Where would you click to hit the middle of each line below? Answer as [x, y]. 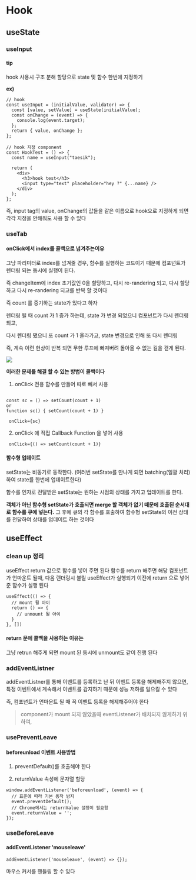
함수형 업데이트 [24, 458]
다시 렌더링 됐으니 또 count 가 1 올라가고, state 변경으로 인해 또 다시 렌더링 [92, 335]
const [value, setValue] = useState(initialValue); [76, 110]
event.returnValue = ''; [42, 813]
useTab [17, 234]
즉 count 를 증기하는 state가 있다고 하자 [52, 303]
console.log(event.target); [51, 120]
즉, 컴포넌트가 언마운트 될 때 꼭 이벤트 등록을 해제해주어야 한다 [77, 702]
